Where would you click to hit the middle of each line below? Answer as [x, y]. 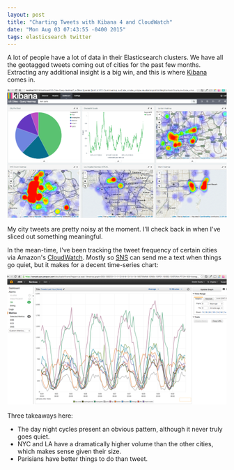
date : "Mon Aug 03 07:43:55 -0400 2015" [67, 29]
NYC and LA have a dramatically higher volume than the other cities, [115, 444]
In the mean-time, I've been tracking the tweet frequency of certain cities [112, 250]
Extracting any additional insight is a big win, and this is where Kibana [107, 73]
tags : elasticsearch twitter [49, 37]
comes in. [21, 79]
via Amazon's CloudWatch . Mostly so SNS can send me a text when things [114, 257]
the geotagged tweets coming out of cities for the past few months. [104, 65]
